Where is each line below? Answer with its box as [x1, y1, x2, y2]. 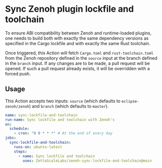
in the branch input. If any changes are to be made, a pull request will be [5, 60, 150, 66]
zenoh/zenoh [5, 104, 29, 109]
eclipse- [121, 99, 139, 104]
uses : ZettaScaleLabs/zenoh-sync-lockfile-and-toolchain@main [23, 158, 152, 163]
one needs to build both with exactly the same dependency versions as [5, 35, 149, 41]
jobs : [5, 136, 16, 141]
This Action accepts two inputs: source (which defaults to [5, 98, 121, 104]
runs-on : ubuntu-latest [14, 144, 63, 149]
